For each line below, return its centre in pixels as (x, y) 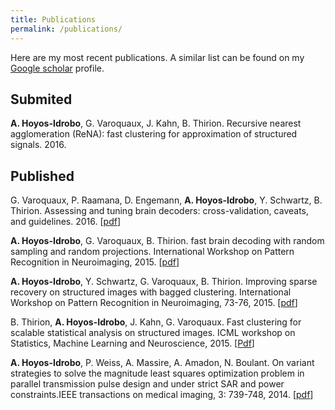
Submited (41, 99)
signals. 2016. (38, 145)
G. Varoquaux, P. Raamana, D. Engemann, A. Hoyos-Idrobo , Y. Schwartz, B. (166, 200)
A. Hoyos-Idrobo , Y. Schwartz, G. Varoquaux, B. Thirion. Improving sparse (164, 282)
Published (42, 176)
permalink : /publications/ (66, 29)
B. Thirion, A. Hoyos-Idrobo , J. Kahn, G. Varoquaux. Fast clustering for (156, 322)
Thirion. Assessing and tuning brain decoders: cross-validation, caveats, (160, 211)
